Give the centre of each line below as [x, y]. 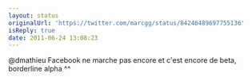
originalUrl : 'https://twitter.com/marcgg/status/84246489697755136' [127, 23]
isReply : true [32, 30]
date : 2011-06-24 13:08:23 [53, 38]
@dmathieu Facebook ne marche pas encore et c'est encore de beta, [122, 60]
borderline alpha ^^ [40, 69]
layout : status [34, 15]
